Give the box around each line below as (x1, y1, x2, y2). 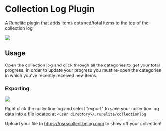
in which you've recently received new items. (5, 72, 98, 78)
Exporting (5, 85, 30, 92)
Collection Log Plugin (5, 3, 95, 15)
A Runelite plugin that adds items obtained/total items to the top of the (5, 20, 149, 26)
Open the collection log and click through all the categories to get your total (5, 62, 160, 68)
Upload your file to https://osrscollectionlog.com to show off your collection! (5, 121, 162, 127)
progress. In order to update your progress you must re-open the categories (5, 67, 161, 73)
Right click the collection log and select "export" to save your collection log (5, 106, 159, 112)
